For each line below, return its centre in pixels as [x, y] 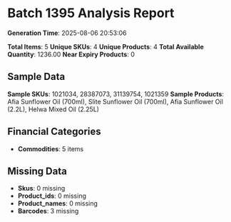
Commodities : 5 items [51, 148]
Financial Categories [54, 132]
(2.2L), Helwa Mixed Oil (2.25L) [53, 109]
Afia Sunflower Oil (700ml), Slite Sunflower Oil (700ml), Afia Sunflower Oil [115, 101]
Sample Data [36, 77]
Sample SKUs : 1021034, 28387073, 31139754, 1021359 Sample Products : [116, 94]
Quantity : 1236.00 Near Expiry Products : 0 [71, 54]
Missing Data [37, 171]
